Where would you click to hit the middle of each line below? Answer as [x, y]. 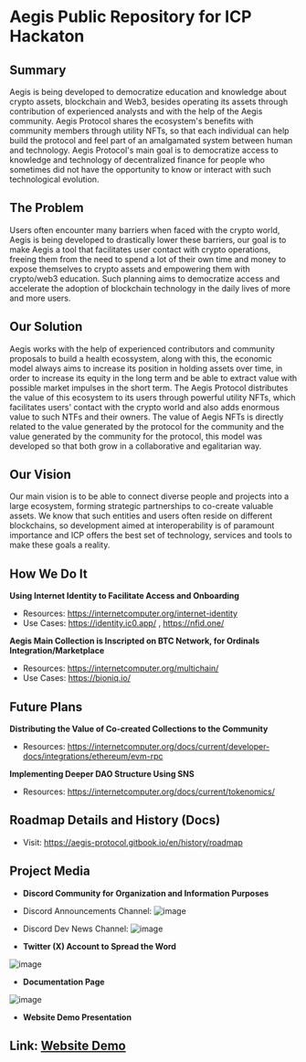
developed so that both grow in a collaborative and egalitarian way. [136, 446]
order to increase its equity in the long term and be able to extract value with [153, 377]
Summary [38, 70]
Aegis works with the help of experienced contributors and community [142, 348]
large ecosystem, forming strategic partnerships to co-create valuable [142, 506]
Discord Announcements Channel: [87, 910]
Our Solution [46, 327]
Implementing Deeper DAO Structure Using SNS [102, 774]
